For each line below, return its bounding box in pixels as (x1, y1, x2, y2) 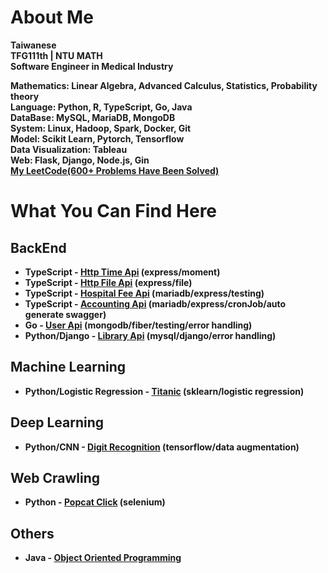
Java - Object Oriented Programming (24, 552, 182, 564)
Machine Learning (10, 359, 127, 376)
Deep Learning (10, 414, 104, 431)
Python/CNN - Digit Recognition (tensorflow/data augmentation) (24, 441, 300, 453)
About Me (10, 6, 94, 29)
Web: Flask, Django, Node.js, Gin (10, 154, 150, 166)
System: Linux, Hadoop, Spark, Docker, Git (10, 122, 192, 134)
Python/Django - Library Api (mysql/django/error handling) (24, 329, 277, 341)
